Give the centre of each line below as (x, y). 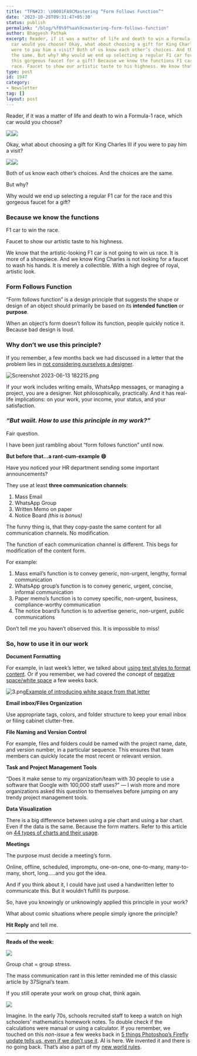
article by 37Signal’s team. (38, 982)
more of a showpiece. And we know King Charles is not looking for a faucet (97, 259)
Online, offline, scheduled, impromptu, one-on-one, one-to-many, (86, 867)
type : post (19, 72)
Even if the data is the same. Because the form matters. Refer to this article (97, 827)
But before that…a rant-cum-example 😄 (56, 456)
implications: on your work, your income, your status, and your (90, 399)
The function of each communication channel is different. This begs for (92, 544)
